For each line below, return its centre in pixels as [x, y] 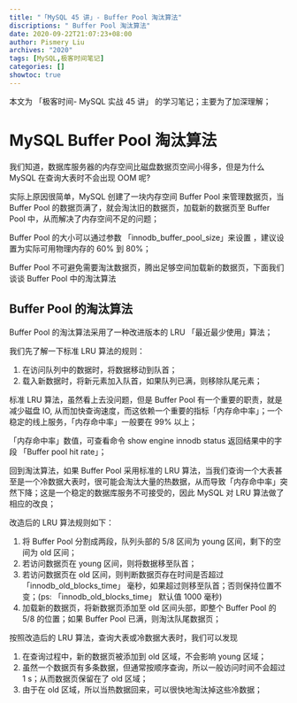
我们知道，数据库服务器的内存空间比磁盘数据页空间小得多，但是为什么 [137, 166]
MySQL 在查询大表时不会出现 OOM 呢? [80, 177]
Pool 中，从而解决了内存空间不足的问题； [84, 219]
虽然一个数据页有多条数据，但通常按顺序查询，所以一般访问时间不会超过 [153, 667]
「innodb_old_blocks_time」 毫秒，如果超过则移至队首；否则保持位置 [148, 585]
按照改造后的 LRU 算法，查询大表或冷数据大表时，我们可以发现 [124, 637]
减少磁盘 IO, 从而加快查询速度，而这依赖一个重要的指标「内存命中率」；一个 [146, 410]
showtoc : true [35, 75]
